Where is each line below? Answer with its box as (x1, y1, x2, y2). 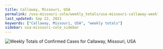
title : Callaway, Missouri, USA (5, 7, 70, 12)
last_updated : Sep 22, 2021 (5, 16, 62, 21)
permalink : (5, 12, 27, 16)
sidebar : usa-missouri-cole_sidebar (5, 25, 79, 30)
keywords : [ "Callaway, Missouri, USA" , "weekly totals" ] (5, 20, 123, 26)
